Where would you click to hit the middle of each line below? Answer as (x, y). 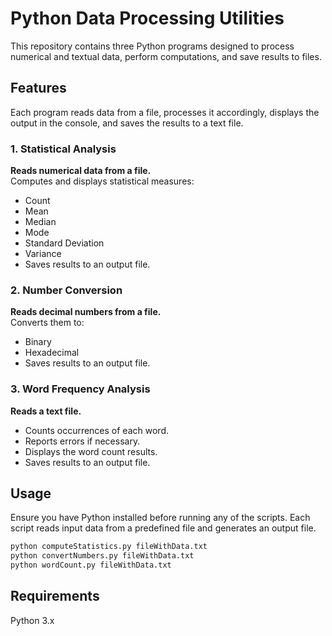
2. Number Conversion (66, 290)
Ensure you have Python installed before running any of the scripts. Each (160, 518)
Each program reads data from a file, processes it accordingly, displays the (165, 112)
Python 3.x (32, 620)
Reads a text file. (46, 411)
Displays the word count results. (91, 451)
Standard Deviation (64, 243)
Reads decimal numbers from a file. (86, 312)
